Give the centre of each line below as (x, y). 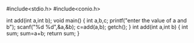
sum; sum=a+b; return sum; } (43, 33)
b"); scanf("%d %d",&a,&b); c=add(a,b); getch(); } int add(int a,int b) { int (97, 27)
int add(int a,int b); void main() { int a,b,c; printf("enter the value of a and (96, 20)
